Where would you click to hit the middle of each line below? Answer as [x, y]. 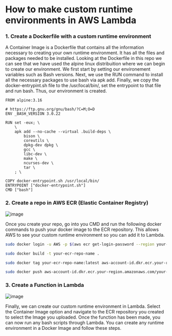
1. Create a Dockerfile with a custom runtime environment [78, 36]
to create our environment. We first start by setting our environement [78, 69]
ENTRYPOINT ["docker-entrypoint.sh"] [46, 185]
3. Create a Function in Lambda [45, 285]
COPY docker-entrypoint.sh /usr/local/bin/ [52, 181]
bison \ [32, 136]
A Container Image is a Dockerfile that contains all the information [75, 48]
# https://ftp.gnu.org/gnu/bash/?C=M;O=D [50, 109]
